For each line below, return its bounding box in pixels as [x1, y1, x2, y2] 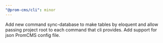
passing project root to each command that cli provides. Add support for [5, 26, 157, 33]
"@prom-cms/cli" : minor [5, 7, 56, 13]
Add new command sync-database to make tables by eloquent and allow [5, 21, 158, 27]
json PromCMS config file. [5, 32, 60, 38]
